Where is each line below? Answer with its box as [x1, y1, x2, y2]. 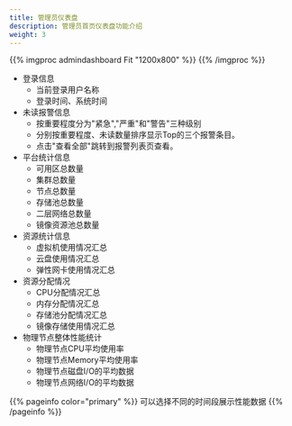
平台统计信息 [22, 152, 70, 163]
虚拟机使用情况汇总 [35, 242, 108, 253]
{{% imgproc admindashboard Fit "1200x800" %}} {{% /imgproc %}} [9, 55, 266, 66]
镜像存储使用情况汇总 [35, 321, 115, 331]
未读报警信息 [22, 107, 70, 118]
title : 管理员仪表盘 [9, 13, 78, 23]
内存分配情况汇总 [35, 298, 100, 309]
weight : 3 [9, 30, 47, 39]
